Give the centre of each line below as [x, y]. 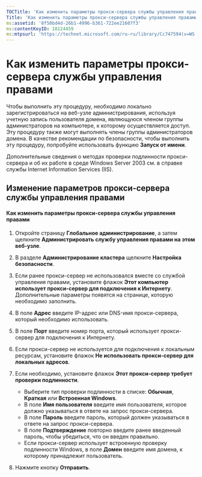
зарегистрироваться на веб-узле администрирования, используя [91, 113]
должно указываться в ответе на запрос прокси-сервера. [99, 411]
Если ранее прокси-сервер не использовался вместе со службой [100, 276]
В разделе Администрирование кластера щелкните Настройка [98, 257]
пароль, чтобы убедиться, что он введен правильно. [91, 436]
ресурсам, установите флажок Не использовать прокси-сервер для [104, 355]
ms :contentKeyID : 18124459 [40, 29]
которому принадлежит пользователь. [73, 455]
